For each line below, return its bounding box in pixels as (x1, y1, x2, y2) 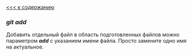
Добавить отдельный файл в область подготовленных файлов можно (6, 31, 180, 38)
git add (6, 18, 27, 26)
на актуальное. (6, 43, 44, 50)
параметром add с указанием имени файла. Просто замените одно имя (6, 38, 187, 44)
